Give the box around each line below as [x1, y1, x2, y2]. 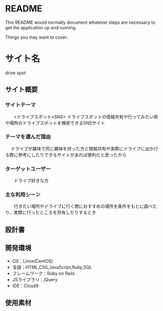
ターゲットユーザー [5, 165, 51, 172]
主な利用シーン [5, 191, 41, 198]
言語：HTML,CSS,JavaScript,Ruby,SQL [12, 264, 93, 270]
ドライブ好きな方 [13, 178, 49, 184]
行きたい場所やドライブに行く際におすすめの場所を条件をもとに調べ [13, 204, 153, 209]
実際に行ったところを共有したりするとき [13, 209, 97, 215]
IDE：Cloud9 [12, 283, 39, 289]
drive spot [5, 70, 26, 76]
